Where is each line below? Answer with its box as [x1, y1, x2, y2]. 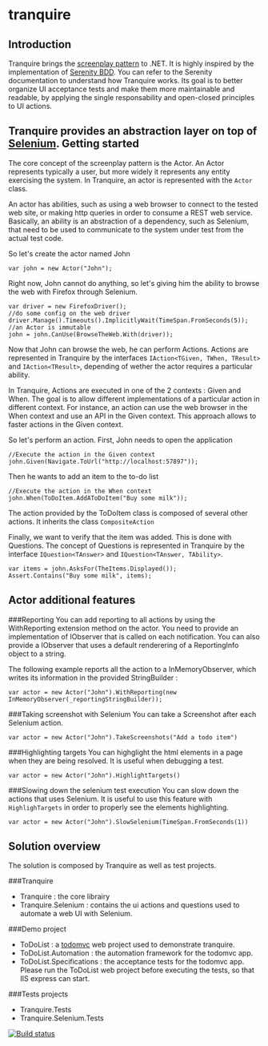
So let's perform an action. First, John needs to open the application [8, 435, 234, 445]
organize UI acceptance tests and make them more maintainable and [8, 84, 235, 94]
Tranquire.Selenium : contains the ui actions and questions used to [19, 900, 240, 910]
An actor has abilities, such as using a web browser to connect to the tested [8, 199, 258, 209]
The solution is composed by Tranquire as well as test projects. [8, 861, 217, 871]
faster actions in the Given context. [8, 419, 124, 429]
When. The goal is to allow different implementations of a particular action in [8, 394, 260, 404]
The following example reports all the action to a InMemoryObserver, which [8, 664, 257, 674]
